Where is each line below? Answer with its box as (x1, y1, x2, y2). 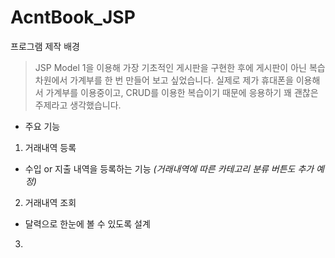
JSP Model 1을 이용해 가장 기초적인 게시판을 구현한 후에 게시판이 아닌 (34, 61, 307, 73)
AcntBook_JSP (10, 6, 136, 29)
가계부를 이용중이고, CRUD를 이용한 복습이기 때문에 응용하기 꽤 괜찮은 (45, 86, 319, 98)
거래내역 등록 (24, 141, 77, 153)
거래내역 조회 (24, 196, 77, 208)
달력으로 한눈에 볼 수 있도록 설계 (24, 217, 151, 230)
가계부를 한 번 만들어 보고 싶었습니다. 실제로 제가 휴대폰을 (69, 74, 294, 86)
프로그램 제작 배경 (10, 40, 80, 52)
